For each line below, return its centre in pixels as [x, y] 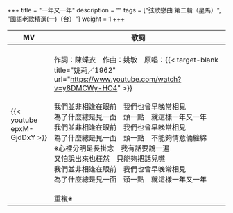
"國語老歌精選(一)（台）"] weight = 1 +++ [66, 19]
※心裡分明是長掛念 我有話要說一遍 [112, 148]
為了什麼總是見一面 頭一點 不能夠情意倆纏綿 [130, 138]
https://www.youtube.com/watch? [126, 79]
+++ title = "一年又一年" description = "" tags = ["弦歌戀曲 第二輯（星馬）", [114, 10]
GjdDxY [23, 137]
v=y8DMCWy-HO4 [86, 88]
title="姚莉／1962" [85, 70]
